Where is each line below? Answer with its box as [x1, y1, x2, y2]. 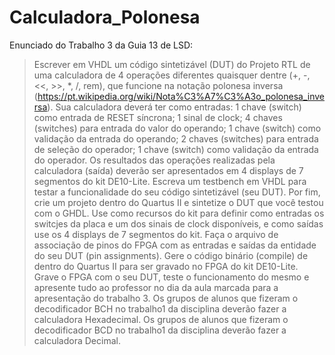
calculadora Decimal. [33, 334, 121, 346]
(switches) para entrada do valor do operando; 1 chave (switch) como [33, 122, 322, 134]
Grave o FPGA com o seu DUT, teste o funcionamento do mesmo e [33, 271, 310, 283]
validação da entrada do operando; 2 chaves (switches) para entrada [33, 132, 319, 145]
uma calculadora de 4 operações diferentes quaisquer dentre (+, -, [33, 69, 311, 81]
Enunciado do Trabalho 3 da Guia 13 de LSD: [9, 39, 194, 51]
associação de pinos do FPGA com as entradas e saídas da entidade [33, 239, 317, 251]
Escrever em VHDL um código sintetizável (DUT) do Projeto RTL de [33, 58, 311, 70]
